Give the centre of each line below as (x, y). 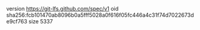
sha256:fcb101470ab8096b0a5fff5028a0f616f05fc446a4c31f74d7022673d (100, 15)
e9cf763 (17, 21)
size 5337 (40, 21)
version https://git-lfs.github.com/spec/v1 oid (63, 9)
